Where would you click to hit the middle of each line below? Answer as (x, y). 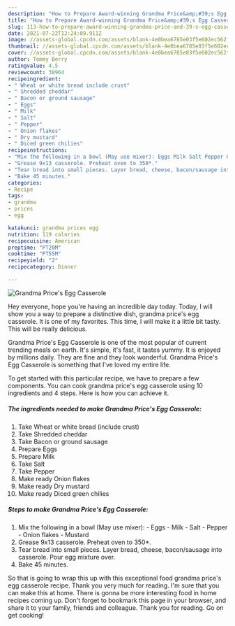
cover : (17, 53)
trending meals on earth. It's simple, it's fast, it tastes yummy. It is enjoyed (114, 350)
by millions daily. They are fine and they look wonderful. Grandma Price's (113, 357)
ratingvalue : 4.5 (33, 66)
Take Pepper (36, 471)
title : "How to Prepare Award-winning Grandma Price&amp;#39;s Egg (108, 20)
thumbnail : (24, 46)
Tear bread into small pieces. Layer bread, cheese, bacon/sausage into (120, 549)
